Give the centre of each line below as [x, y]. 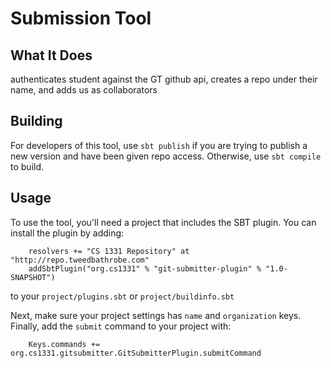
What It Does [51, 55]
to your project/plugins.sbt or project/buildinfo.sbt [122, 296]
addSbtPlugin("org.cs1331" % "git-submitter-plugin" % [145, 268]
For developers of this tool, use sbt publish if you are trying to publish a [159, 145]
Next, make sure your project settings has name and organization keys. [156, 315]
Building [36, 121]
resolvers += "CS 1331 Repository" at [109, 251]
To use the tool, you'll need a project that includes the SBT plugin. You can [163, 222]
